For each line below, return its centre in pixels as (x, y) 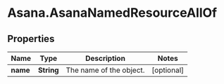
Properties (31, 39)
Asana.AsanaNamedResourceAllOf (112, 13)
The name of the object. (105, 70)
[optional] (168, 70)
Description (105, 58)
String (48, 70)
